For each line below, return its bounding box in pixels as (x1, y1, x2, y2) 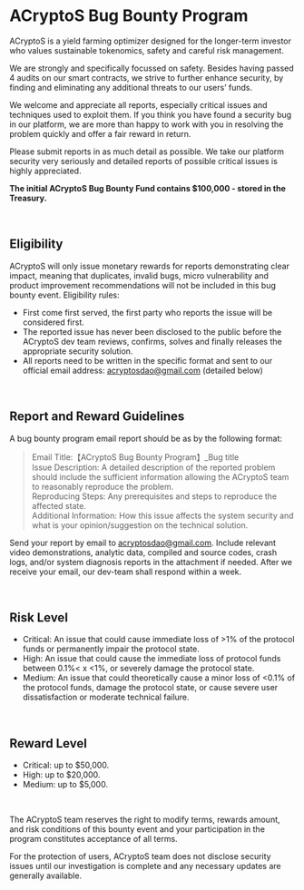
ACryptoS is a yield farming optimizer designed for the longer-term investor (9, 35, 292, 46)
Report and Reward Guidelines (9, 409, 185, 425)
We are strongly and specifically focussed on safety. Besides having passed (9, 63, 295, 73)
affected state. (31, 500, 86, 511)
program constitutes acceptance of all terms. (9, 834, 179, 845)
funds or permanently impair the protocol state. (22, 643, 200, 654)
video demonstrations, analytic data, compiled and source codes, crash (9, 546, 278, 558)
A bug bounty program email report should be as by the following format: (9, 433, 283, 444)
